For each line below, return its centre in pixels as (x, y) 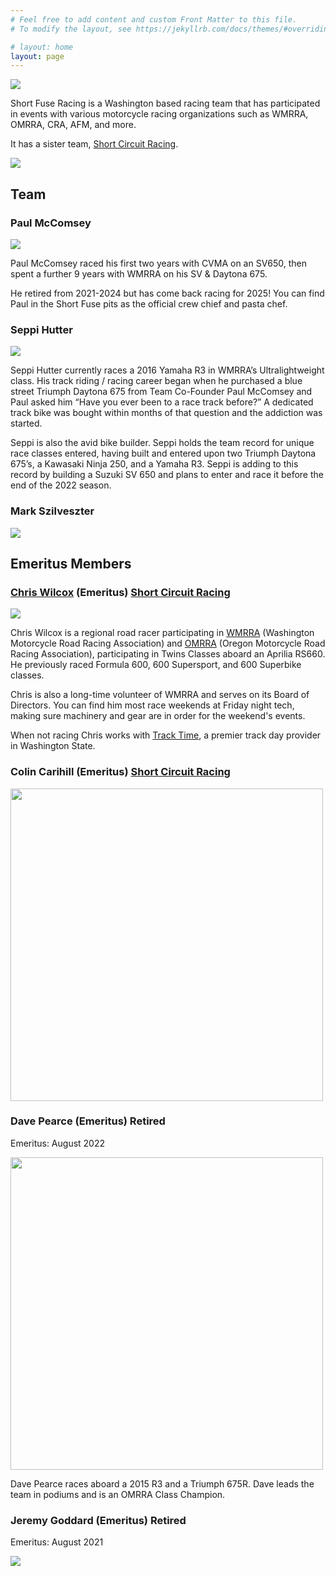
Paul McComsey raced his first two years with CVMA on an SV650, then (158, 263)
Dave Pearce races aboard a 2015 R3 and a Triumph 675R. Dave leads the (162, 1483)
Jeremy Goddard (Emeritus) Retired (98, 1520)
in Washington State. (53, 746)
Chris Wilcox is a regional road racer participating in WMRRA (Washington (162, 633)
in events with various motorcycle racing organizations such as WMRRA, (159, 114)
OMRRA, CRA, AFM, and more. (73, 125)
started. (26, 423)
